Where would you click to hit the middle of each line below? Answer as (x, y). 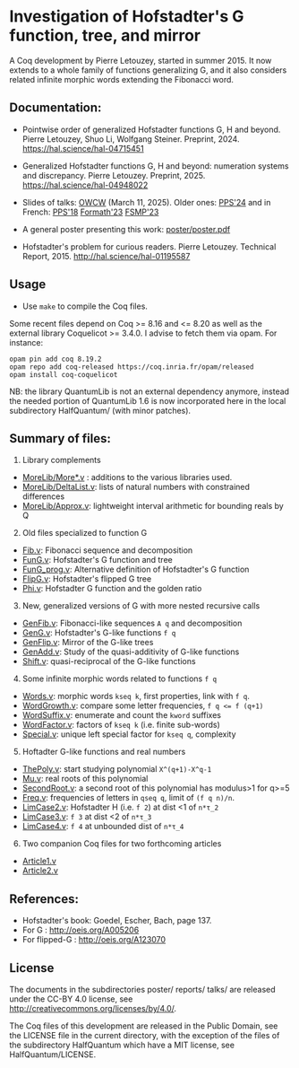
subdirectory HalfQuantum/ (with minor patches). (100, 410)
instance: (26, 342)
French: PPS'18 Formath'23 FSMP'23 (90, 212)
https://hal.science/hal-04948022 (85, 185)
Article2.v (40, 871)
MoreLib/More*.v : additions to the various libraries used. (127, 477)
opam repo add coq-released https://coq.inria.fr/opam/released (132, 367)
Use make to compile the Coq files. (85, 306)
